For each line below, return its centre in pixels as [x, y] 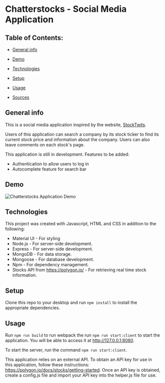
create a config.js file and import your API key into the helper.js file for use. [81, 375]
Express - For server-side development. [53, 249]
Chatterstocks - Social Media [66, 9]
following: [15, 229]
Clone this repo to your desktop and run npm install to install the [71, 303]
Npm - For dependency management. [50, 265]
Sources [21, 97]
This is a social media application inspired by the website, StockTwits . [76, 125]
